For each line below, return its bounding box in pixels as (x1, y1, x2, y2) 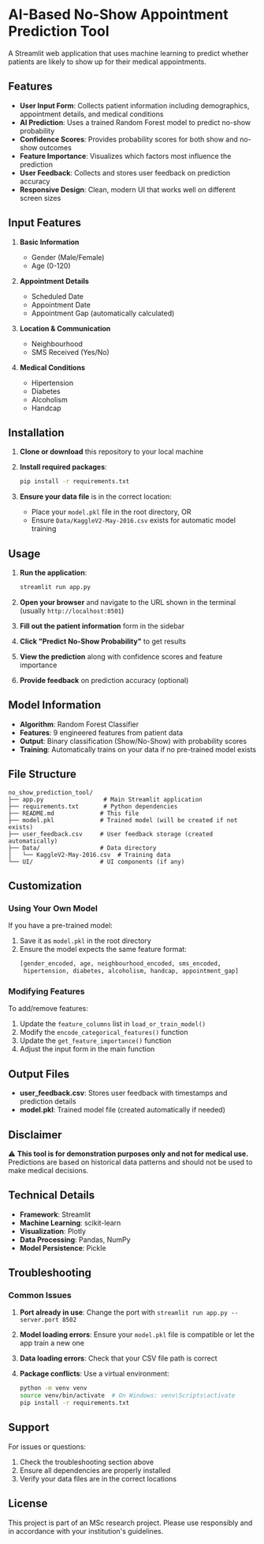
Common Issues (8, 1290, 73, 1301)
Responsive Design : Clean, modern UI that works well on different (19, 184, 236, 194)
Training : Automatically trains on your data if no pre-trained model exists (19, 745, 257, 754)
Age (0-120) (31, 261, 71, 270)
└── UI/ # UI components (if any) (8, 858, 185, 866)
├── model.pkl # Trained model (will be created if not (8, 816, 238, 824)
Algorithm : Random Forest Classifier (19, 719, 139, 729)
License (8, 1497, 48, 1511)
